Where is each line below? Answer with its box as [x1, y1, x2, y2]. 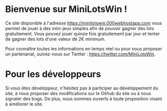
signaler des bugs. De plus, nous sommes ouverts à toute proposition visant [5, 95, 162, 101]
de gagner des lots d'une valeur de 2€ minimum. [5, 36, 106, 42]
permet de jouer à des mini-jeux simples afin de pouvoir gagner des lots [5, 25, 154, 31]
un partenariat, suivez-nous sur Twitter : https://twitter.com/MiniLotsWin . [5, 51, 156, 57]
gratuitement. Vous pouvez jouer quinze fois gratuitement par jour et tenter [5, 30, 160, 36]
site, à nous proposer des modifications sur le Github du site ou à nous [5, 90, 151, 96]
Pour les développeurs [5, 68, 101, 80]
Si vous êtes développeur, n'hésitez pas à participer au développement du [5, 85, 159, 91]
